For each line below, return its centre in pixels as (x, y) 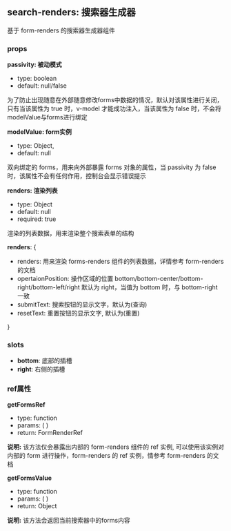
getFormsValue (30, 478)
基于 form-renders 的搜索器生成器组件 (61, 30)
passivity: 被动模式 (34, 65)
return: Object (37, 505)
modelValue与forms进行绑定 (47, 117)
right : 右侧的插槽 (41, 369)
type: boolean (37, 79)
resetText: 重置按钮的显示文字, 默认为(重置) (78, 313)
